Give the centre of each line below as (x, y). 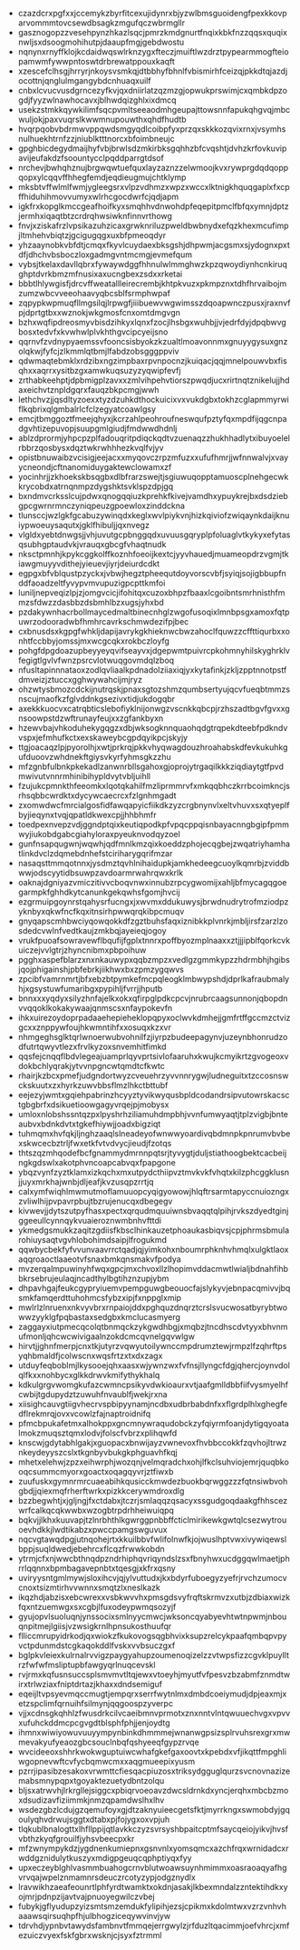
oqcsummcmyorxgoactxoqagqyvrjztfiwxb (96, 1471)
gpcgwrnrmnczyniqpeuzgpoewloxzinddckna (102, 505)
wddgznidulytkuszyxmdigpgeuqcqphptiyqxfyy (105, 1858)
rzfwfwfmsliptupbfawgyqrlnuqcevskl (87, 1665)
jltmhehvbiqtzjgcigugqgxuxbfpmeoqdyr (92, 235)
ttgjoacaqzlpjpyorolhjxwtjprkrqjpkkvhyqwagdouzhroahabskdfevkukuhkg (153, 747)
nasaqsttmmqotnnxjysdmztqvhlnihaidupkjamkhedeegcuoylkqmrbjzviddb (154, 863)
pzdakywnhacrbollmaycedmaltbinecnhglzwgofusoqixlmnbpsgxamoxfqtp (154, 612)
